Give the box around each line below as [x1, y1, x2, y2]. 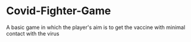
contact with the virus [6, 30, 60, 37]
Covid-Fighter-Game [6, 4, 111, 18]
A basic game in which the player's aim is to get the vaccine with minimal [6, 24, 186, 31]
